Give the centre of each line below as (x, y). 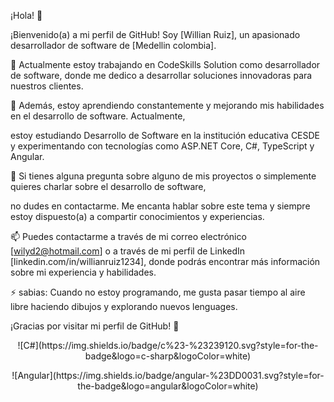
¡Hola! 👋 (26, 15)
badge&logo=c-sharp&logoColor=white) (168, 356)
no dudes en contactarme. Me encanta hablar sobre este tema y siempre (160, 206)
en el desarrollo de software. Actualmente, (98, 116)
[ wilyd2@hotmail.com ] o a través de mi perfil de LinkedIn (128, 251)
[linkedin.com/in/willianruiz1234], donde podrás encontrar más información (165, 261)
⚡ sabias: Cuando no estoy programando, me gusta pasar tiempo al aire (158, 292)
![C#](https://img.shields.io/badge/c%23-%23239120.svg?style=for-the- (168, 345)
